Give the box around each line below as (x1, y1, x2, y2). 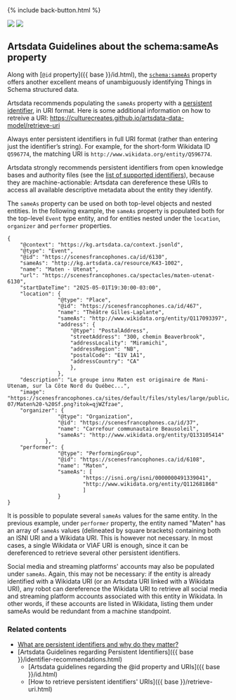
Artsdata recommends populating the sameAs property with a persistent (7, 98, 212, 107)
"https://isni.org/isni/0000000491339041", (82, 474, 212, 481)
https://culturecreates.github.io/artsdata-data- (50, 114, 185, 122)
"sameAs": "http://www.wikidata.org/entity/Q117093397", (57, 315, 228, 322)
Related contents (7, 624, 67, 634)
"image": (20, 389, 46, 396)
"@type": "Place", (57, 296, 112, 304)
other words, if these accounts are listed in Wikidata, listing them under (7, 599, 214, 607)
